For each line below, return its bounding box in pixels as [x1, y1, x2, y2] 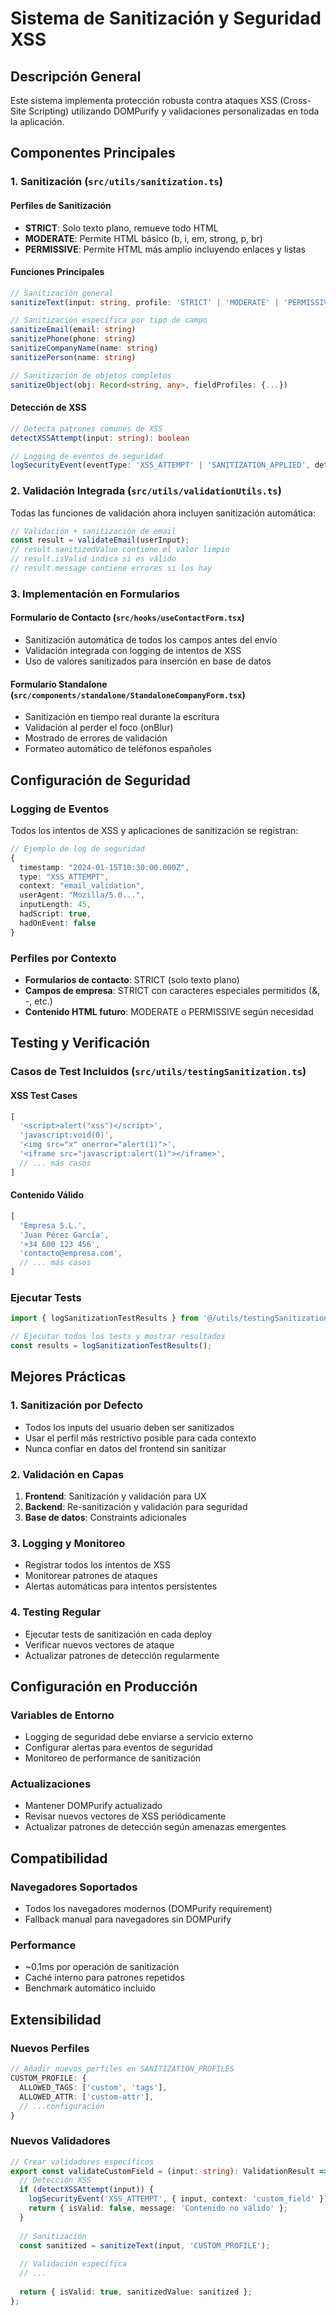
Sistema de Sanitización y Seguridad [10, 7, 322, 30]
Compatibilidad [10, 1850, 108, 1867]
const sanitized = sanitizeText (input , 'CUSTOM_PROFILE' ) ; [19, 2240, 271, 2251]
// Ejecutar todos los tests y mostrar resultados [10, 1332, 226, 1342]
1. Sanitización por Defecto [10, 1398, 143, 1412]
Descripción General [10, 68, 142, 85]
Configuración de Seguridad [10, 772, 191, 789]
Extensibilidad [10, 2011, 102, 2028]
